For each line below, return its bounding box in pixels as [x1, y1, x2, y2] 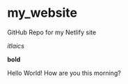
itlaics [7, 41, 24, 50]
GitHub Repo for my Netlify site [7, 28, 97, 36]
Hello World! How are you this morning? [7, 69, 122, 77]
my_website [7, 5, 78, 21]
